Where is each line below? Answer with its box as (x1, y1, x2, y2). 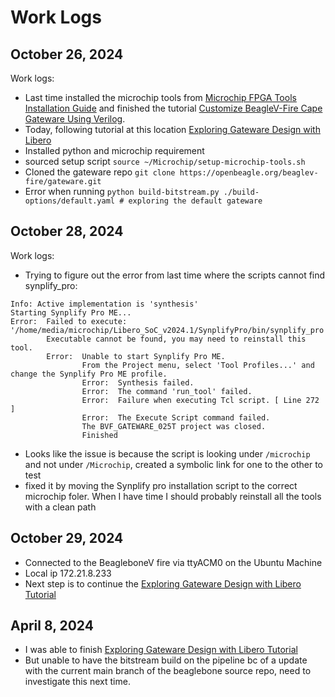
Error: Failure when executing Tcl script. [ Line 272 (81, 395, 320, 405)
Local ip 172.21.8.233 (24, 567, 112, 579)
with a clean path (24, 501, 97, 513)
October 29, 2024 (10, 530, 124, 547)
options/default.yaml (24, 196, 115, 206)
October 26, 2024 (10, 46, 124, 63)
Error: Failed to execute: (10, 316, 128, 326)
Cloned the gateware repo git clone (24, 166, 176, 178)
